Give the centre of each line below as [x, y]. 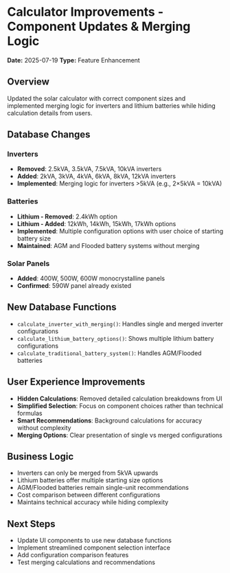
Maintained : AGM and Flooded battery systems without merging [108, 245]
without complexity [44, 427]
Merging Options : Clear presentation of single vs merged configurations [120, 435]
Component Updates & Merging [99, 26]
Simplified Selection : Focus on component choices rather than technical [120, 405]
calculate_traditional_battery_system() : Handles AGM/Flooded [109, 353]
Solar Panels [28, 263]
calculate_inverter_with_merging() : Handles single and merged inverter [120, 324]
